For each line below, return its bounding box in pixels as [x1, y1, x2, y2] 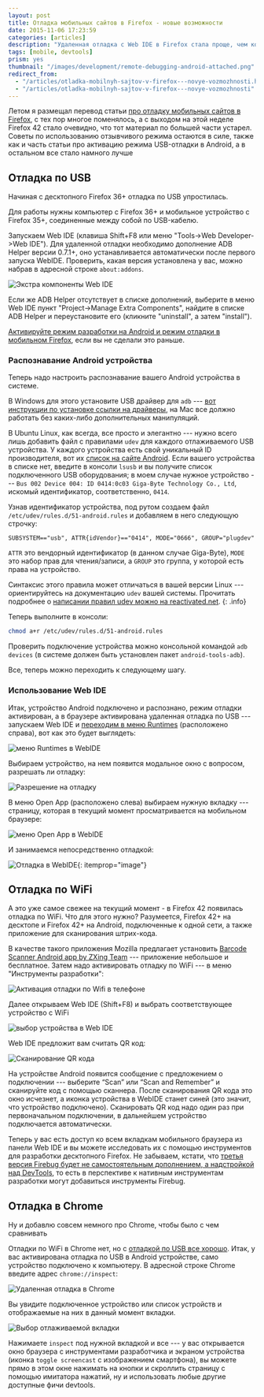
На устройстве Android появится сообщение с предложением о [8, 1069, 223, 1079]
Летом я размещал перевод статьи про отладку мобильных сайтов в [8, 106, 241, 116]
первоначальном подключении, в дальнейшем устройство [8, 1111, 207, 1120]
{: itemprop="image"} [77, 860, 147, 869]
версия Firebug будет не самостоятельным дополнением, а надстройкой [8, 1160, 255, 1169]
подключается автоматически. [8, 1120, 112, 1129]
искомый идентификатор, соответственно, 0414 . [8, 487, 170, 496]
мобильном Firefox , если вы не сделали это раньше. [8, 336, 185, 345]
